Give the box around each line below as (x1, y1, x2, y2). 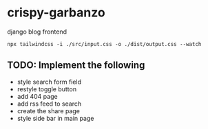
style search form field (17, 78, 81, 86)
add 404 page (17, 92, 58, 100)
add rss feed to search (17, 99, 81, 108)
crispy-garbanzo (7, 5, 105, 21)
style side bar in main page (17, 114, 94, 122)
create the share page (17, 106, 81, 115)
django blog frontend (7, 27, 67, 36)
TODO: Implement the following (7, 60, 145, 71)
